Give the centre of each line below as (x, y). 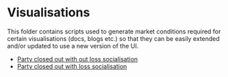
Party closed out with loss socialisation (72, 66)
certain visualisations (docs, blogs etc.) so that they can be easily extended (114, 38)
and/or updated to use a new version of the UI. (73, 46)
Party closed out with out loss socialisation (77, 59)
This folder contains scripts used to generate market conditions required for (114, 31)
